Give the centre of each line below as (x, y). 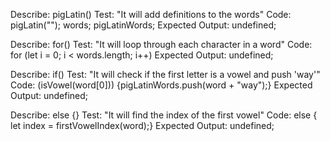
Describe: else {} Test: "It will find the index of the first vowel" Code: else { (164, 115)
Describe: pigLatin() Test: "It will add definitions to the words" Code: (151, 14)
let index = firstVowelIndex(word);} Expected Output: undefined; (142, 125)
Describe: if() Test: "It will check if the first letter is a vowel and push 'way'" (165, 74)
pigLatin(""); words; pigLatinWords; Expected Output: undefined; (143, 25)
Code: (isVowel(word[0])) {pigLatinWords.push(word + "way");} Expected (161, 85)
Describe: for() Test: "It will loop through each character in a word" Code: (161, 44)
